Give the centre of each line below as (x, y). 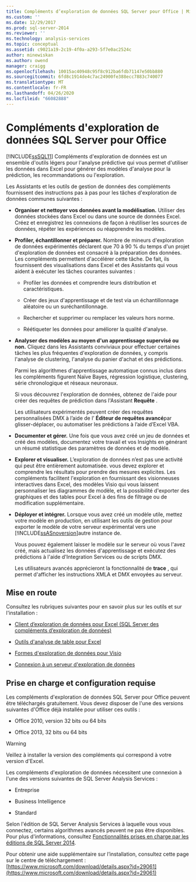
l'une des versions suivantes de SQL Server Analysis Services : (82, 779)
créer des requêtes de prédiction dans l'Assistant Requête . (86, 400)
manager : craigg (26, 66)
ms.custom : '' (23, 17)
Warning (16, 744)
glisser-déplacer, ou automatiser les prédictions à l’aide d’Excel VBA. (97, 424)
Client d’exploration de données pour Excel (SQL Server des (87, 624)
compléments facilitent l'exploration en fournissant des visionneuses (97, 478)
